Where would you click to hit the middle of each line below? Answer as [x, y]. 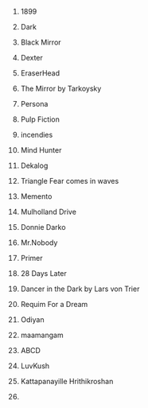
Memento [36, 196]
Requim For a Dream [54, 304]
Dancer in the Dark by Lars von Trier [80, 289]
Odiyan [32, 320]
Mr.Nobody [39, 243]
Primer [31, 258]
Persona [34, 104]
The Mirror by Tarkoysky [61, 88]
